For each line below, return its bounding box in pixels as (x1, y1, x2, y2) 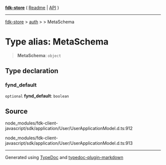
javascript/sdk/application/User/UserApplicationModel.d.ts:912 (5, 125, 133, 131)
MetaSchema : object (17, 52, 61, 58)
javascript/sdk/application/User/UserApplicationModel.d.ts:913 (5, 140, 133, 146)
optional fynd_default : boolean (5, 93, 69, 99)
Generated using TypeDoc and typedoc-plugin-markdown (5, 155, 124, 161)
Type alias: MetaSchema (5, 36, 109, 47)
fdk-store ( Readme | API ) (5, 5, 59, 10)
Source (5, 107, 28, 116)
